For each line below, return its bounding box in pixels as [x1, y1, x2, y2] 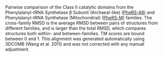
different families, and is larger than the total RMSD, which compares [5, 25, 146, 31]
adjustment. [5, 47, 30, 52]
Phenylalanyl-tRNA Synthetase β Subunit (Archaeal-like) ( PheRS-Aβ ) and [5, 9, 155, 15]
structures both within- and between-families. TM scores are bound [5, 31, 145, 36]
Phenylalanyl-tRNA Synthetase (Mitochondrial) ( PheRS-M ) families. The [5, 15, 153, 20]
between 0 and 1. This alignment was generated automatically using [5, 36, 145, 42]
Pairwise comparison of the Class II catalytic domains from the [5, 4, 134, 10]
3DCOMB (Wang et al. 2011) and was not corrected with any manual [5, 41, 145, 47]
